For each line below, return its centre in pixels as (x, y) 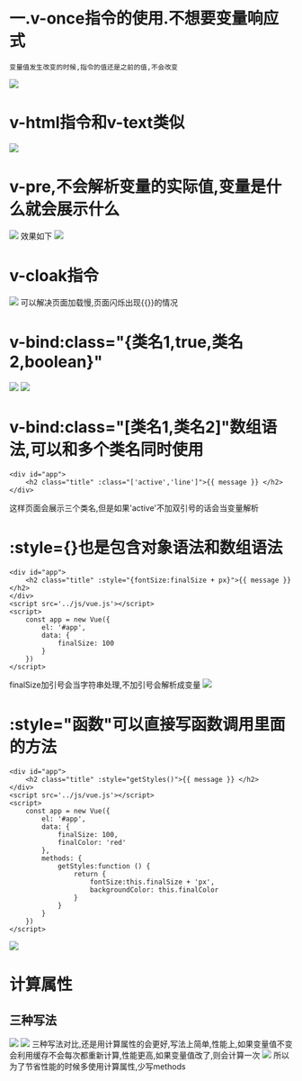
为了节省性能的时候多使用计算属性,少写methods (98, 1066)
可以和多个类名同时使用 (117, 449)
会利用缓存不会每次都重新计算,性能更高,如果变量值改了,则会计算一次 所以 (149, 1055)
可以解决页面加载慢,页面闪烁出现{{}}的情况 (99, 302)
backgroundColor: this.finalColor (154, 890)
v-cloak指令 (54, 276)
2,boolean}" (56, 362)
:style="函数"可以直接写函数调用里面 (147, 724)
